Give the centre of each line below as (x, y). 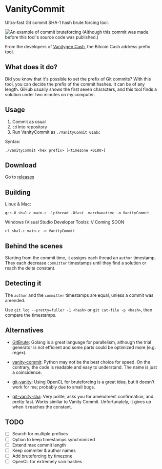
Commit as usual (29, 122)
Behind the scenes (34, 246)
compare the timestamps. (31, 315)
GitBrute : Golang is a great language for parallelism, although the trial (81, 342)
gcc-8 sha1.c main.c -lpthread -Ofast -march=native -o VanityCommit (77, 213)
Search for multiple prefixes (40, 434)
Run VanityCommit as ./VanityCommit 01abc (56, 132)
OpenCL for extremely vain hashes (47, 461)
